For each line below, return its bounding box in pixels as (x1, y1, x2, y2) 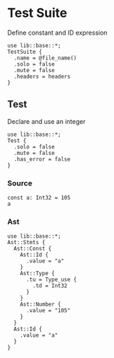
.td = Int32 (32, 282, 68, 289)
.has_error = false (13, 156, 71, 163)
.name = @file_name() (13, 54, 77, 62)
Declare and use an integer (7, 117, 86, 125)
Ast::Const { (13, 246, 52, 253)
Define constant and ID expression (7, 28, 108, 37)
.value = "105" (25, 307, 71, 314)
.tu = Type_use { (25, 276, 77, 284)
